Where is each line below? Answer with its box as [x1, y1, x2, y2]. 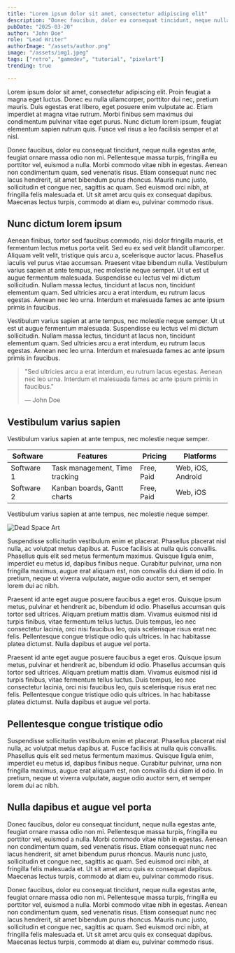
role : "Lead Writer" [7, 36, 68, 43]
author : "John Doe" [7, 29, 64, 37]
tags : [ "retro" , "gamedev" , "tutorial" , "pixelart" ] [7, 56, 164, 63]
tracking [51, 472, 79, 482]
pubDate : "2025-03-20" [7, 23, 73, 30]
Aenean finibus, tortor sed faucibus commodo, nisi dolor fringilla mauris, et [7, 236, 223, 245]
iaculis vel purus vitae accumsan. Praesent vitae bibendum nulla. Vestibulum [7, 259, 228, 267]
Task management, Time [51, 463, 133, 473]
